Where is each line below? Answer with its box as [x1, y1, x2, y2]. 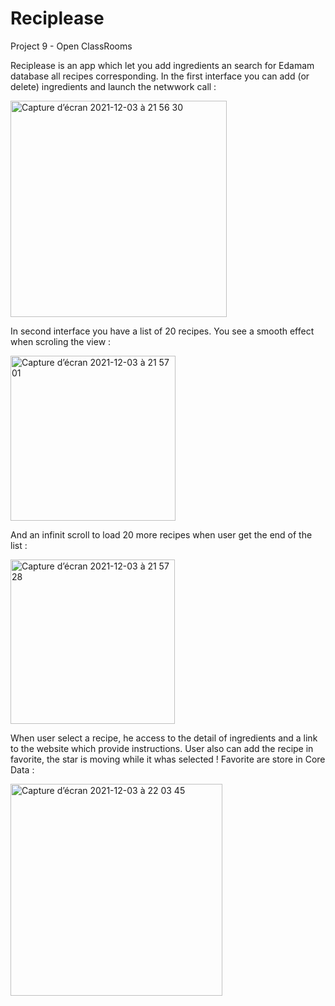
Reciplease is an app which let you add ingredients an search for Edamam [10, 59, 315, 71]
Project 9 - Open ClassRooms [10, 40, 133, 52]
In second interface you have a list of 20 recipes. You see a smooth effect [10, 325, 315, 337]
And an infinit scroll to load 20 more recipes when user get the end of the [10, 528, 313, 541]
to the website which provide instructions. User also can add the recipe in [10, 742, 314, 754]
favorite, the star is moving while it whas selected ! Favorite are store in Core [10, 753, 326, 765]
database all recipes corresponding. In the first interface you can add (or [10, 70, 310, 82]
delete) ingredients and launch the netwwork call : [10, 80, 217, 92]
